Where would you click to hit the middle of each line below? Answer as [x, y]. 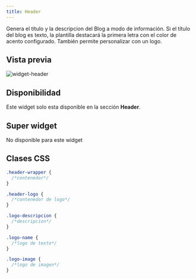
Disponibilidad [34, 93]
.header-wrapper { [29, 172]
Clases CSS [28, 159]
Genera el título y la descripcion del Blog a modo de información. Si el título [98, 28]
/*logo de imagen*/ [36, 265]
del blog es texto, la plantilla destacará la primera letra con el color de [91, 35]
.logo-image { [24, 259]
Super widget [32, 126]
